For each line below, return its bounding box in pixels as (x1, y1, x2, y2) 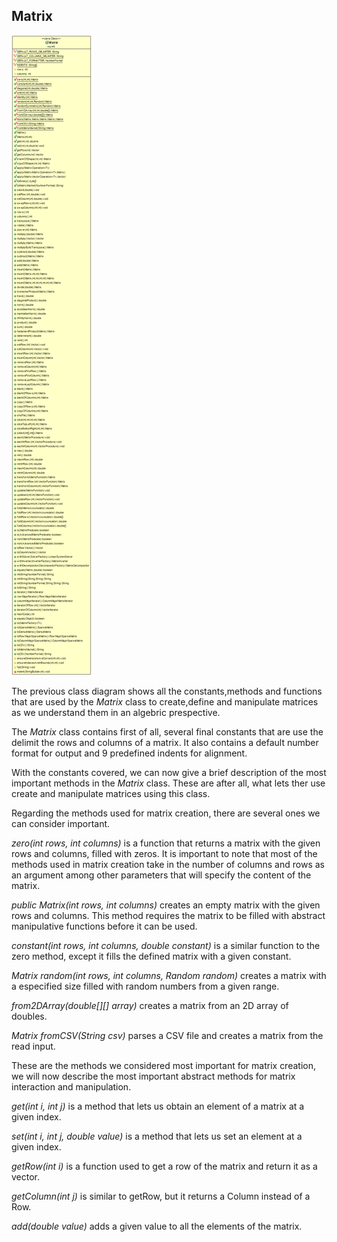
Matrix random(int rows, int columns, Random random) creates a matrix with (11, 969, 327, 981)
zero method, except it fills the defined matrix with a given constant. (11, 950, 292, 962)
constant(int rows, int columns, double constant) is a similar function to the (11, 939, 321, 951)
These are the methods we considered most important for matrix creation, (11, 1059, 316, 1071)
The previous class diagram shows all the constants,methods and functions (11, 685, 323, 697)
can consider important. (11, 817, 111, 829)
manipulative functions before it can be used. (11, 920, 198, 932)
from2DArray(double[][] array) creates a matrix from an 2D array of (11, 999, 289, 1011)
